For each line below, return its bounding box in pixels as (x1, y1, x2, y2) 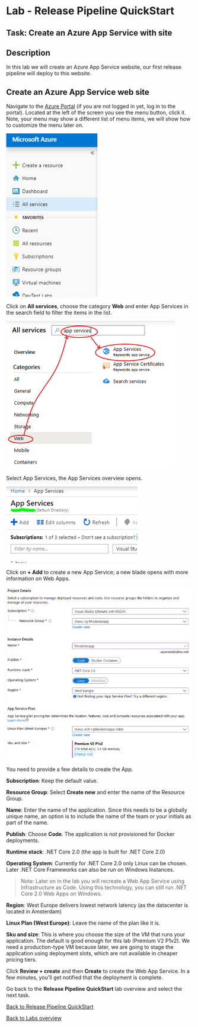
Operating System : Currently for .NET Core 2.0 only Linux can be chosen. (6, 860, 188, 867)
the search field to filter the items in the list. (6, 309, 113, 316)
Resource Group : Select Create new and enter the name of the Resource (6, 789, 185, 796)
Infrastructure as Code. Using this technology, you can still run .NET (20, 884, 187, 891)
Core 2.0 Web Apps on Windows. (20, 890, 103, 897)
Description (6, 47, 50, 57)
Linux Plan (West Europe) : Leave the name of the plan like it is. (6, 920, 161, 927)
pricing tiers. (6, 956, 37, 964)
